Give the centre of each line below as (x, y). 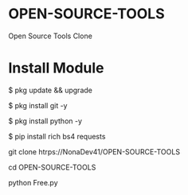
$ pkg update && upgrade (51, 90)
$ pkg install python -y (45, 121)
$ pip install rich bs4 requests (57, 136)
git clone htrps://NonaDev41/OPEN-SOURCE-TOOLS (94, 151)
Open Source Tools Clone (51, 36)
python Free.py (33, 182)
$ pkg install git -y (38, 105)
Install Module (57, 68)
